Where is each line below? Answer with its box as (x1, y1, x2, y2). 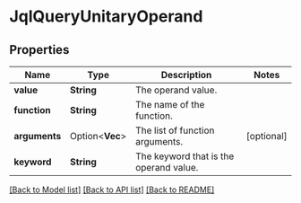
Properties (9, 42, 70, 57)
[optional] (245, 130, 288, 142)
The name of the (135, 99, 205, 110)
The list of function (135, 124, 215, 137)
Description (160, 69, 212, 81)
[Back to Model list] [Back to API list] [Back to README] (9, 184, 215, 195)
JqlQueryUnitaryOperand (9, 6, 203, 27)
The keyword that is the (135, 150, 235, 163)
